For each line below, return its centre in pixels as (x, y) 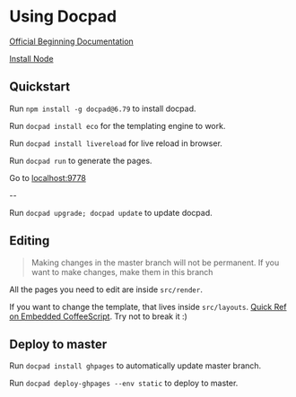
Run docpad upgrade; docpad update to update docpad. (111, 212)
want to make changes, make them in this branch (122, 272)
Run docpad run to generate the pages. (81, 160)
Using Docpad (63, 17)
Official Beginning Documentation (72, 41)
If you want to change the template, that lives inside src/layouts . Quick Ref (148, 306)
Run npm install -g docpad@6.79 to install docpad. (103, 108)
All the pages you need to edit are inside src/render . (106, 289)
